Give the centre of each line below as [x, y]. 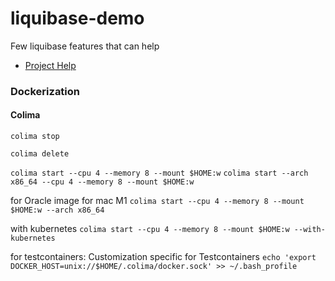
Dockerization [45, 91]
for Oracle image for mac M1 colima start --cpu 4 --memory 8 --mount [157, 201]
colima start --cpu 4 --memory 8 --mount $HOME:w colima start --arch [159, 173]
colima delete [40, 154]
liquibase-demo [77, 18]
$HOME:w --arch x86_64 [57, 210]
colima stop [35, 137]
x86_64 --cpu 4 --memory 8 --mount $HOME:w [102, 182]
